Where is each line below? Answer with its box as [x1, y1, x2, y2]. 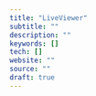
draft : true [9, 73, 55, 82]
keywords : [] [9, 38, 59, 48]
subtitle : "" [9, 22, 59, 31]
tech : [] [9, 48, 43, 57]
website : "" [9, 56, 55, 65]
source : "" [9, 65, 51, 74]
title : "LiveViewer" [9, 13, 89, 23]
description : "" [9, 30, 71, 39]
